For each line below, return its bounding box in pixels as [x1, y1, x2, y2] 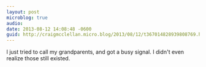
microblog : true [6, 15, 48, 21]
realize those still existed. [6, 55, 71, 62]
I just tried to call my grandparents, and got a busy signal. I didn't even [6, 48, 185, 55]
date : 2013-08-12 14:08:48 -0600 [6, 26, 92, 32]
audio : [6, 20, 23, 26]
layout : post [6, 9, 40, 15]
